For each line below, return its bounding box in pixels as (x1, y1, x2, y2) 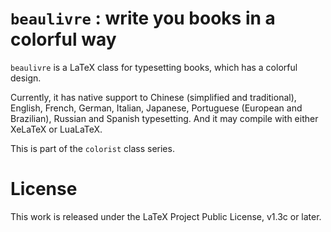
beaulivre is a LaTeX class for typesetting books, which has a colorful (10, 61, 298, 73)
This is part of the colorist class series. (10, 142, 175, 154)
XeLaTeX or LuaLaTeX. (10, 123, 103, 135)
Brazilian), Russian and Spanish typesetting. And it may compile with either (10, 112, 319, 124)
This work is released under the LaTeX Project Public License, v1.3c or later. (10, 210, 322, 222)
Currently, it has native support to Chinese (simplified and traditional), (10, 91, 297, 103)
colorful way (10, 28, 117, 51)
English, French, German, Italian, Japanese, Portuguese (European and (10, 102, 303, 114)
